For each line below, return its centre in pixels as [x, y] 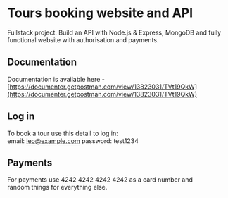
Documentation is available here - [56, 79]
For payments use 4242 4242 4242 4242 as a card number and [100, 180]
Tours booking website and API [100, 13]
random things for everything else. [57, 187]
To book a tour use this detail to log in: [63, 133]
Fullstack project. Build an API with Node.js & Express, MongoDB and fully [114, 32]
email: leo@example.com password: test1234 [73, 141]
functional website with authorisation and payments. [83, 39]
